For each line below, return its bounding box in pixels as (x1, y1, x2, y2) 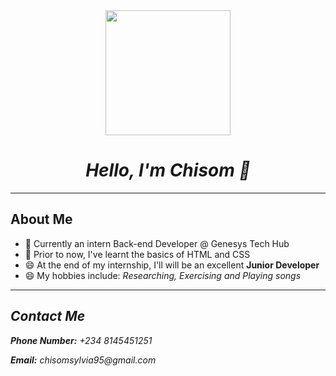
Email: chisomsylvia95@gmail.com (10, 354, 157, 366)
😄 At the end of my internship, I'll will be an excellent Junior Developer (24, 259, 320, 271)
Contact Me (10, 308, 86, 325)
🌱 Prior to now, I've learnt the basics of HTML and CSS (24, 248, 251, 260)
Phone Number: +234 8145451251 (10, 334, 153, 346)
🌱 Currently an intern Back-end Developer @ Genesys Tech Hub (24, 237, 290, 249)
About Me (10, 211, 73, 228)
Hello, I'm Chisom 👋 (85, 159, 251, 182)
